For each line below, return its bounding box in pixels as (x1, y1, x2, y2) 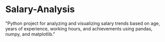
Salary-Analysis (5, 4, 75, 15)
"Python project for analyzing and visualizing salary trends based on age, (5, 20, 160, 26)
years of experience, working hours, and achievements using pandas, (5, 25, 153, 31)
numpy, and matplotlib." (5, 31, 55, 37)
